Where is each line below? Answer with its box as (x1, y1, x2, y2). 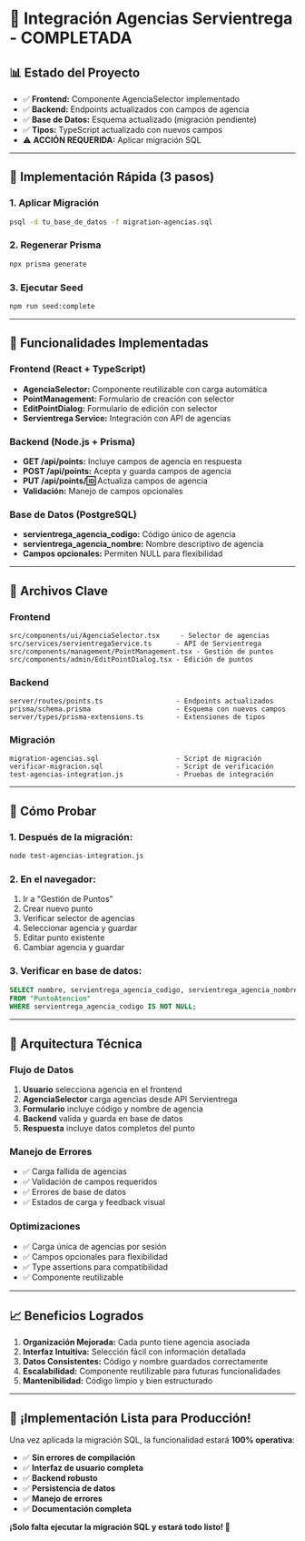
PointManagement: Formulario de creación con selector (22, 393, 234, 404)
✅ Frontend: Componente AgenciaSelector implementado (22, 94, 241, 104)
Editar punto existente (22, 932, 105, 943)
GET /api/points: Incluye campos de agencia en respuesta (22, 455, 242, 467)
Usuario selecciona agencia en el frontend (22, 1083, 183, 1095)
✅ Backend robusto (22, 1473, 98, 1484)
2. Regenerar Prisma (9, 238, 102, 251)
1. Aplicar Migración (9, 197, 100, 209)
